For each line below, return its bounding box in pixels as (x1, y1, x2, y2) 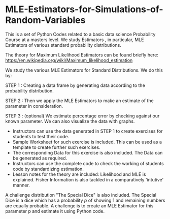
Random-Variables (5, 14, 86, 26)
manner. (12, 182, 30, 188)
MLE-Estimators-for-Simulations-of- (5, 4, 163, 15)
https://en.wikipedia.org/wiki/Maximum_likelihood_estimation (5, 57, 133, 63)
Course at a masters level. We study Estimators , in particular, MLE (5, 37, 144, 43)
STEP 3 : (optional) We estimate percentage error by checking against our (5, 113, 160, 119)
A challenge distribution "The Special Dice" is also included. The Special (5, 192, 156, 198)
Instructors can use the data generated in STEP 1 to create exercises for (12, 128, 163, 134)
